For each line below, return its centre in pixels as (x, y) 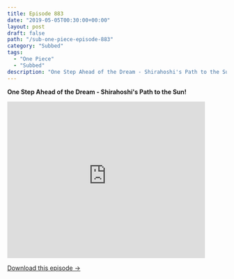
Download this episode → (44, 268)
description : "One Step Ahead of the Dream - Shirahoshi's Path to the (113, 72)
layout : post (26, 26)
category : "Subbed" (36, 46)
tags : (15, 53)
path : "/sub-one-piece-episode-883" (60, 40)
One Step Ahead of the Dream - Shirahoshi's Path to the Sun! (97, 92)
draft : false (26, 33)
